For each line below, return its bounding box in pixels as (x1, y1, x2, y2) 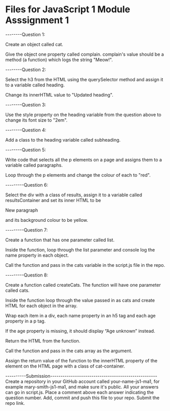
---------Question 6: (5, 181, 48, 188)
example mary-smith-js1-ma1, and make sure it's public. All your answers (5, 383, 159, 390)
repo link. (5, 400, 25, 406)
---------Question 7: (5, 226, 48, 233)
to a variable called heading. (5, 82, 65, 88)
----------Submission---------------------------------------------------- (5, 373, 157, 379)
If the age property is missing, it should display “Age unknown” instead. (5, 328, 156, 334)
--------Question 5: (5, 147, 46, 153)
